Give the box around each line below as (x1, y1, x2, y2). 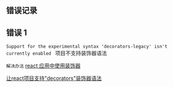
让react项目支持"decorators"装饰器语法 (6, 75, 102, 82)
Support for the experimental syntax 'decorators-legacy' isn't (6, 44, 168, 50)
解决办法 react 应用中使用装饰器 (6, 62, 81, 69)
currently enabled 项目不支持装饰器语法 (6, 50, 107, 57)
